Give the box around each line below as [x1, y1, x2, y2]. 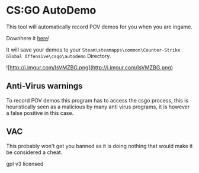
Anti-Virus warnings [6, 81, 83, 91]
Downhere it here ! [6, 34, 50, 41]
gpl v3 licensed [6, 160, 44, 167]
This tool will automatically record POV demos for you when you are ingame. [6, 23, 192, 30]
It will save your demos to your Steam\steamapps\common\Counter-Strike [6, 46, 181, 53]
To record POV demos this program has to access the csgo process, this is [6, 97, 188, 104]
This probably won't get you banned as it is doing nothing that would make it [6, 142, 193, 149]
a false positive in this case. [6, 109, 74, 116]
